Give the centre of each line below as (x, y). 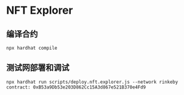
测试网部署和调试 (38, 68)
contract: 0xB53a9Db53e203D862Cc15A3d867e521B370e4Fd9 (76, 87)
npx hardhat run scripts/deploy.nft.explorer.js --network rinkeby (92, 82)
